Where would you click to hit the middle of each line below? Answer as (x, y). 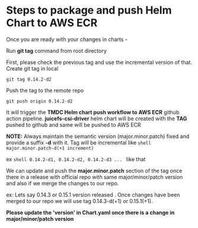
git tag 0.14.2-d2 (29, 79)
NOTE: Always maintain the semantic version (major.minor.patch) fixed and (98, 136)
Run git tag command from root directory (56, 50)
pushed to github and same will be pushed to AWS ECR (74, 124)
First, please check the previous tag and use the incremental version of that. (99, 62)
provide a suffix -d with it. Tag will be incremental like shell (79, 142)
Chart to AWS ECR (52, 23)
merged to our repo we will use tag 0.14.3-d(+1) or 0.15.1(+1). (79, 201)
